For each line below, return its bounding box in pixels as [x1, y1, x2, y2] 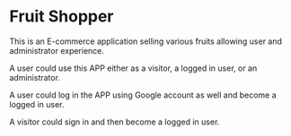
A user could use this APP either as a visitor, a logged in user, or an [9, 63, 258, 73]
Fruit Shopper [9, 6, 114, 27]
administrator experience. [9, 45, 105, 55]
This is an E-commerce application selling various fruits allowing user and [9, 36, 283, 47]
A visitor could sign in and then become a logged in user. [9, 116, 220, 127]
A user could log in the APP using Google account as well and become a [9, 89, 277, 100]
